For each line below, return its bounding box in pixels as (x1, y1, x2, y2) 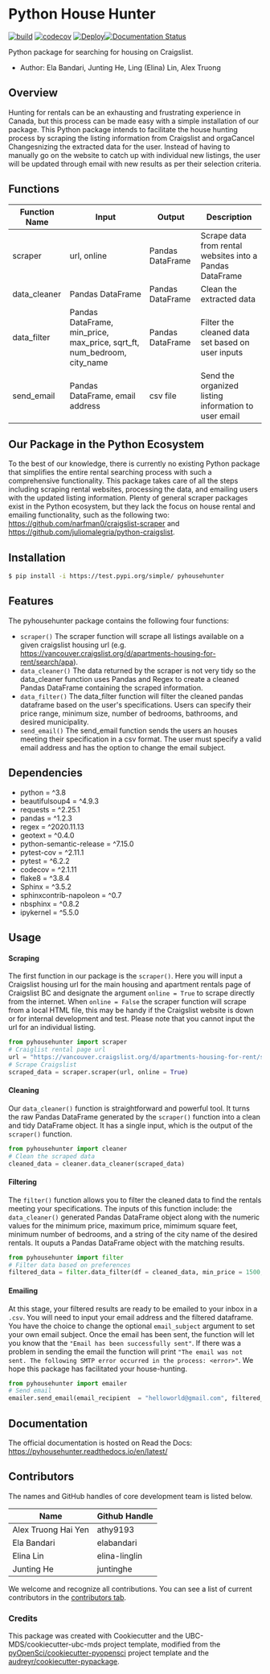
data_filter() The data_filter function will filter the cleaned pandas (19, 691, 243, 701)
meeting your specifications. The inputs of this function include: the (8, 1203, 233, 1213)
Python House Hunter (8, 5, 156, 23)
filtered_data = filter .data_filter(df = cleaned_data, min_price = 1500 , (8, 1269, 264, 1277)
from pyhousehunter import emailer (8, 1379, 128, 1387)
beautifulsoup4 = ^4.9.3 (19, 795, 99, 806)
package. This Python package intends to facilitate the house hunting (8, 124, 239, 134)
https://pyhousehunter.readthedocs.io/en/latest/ (8, 1446, 168, 1456)
